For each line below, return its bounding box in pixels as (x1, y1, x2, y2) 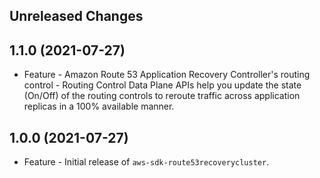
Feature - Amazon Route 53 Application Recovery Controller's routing (23, 69, 311, 81)
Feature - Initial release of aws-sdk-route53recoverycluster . (23, 156, 270, 168)
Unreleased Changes (9, 8, 144, 25)
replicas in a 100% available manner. (23, 100, 175, 113)
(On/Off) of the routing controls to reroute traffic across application (23, 90, 301, 102)
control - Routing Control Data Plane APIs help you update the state (23, 79, 302, 91)
